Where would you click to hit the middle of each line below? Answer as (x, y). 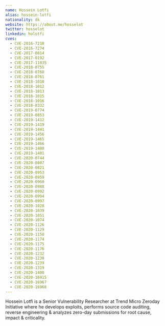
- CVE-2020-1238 (27, 258)
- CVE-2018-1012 (27, 86)
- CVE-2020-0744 (27, 158)
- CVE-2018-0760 (27, 72)
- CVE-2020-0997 (27, 201)
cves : (11, 39)
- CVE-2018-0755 (27, 67)
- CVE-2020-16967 (28, 282)
